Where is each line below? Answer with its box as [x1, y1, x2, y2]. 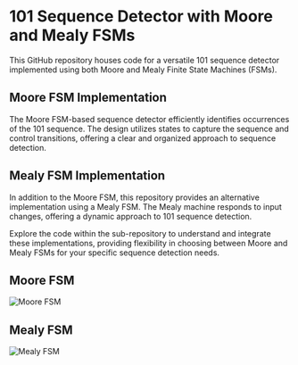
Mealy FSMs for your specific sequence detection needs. [9, 247, 220, 258]
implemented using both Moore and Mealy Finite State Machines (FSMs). [9, 64, 277, 75]
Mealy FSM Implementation [9, 168, 166, 184]
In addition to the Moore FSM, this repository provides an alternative [9, 192, 261, 203]
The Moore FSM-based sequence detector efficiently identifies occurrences [9, 113, 290, 124]
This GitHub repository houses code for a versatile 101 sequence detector [9, 54, 280, 65]
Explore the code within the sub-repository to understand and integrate [9, 228, 271, 238]
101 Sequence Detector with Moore [9, 6, 274, 27]
